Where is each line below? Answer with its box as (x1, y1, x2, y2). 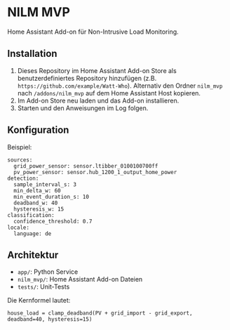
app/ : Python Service (17, 268, 79, 276)
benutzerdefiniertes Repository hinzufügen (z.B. (17, 74, 157, 82)
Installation (7, 48, 57, 60)
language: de (13, 230, 52, 237)
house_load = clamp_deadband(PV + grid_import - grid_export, (7, 310, 193, 317)
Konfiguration (7, 124, 69, 136)
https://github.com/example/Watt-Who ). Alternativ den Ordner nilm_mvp (17, 81, 223, 90)
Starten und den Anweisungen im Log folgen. (17, 103, 149, 112)
